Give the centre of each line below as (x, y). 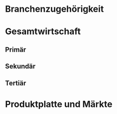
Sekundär (20, 67)
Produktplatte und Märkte (59, 104)
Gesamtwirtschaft (43, 32)
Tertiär (15, 83)
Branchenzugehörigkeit (55, 9)
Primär (15, 49)
